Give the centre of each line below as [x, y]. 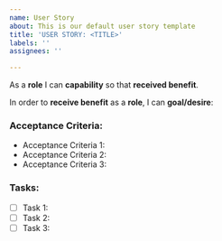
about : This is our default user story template [102, 26]
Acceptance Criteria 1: [64, 145]
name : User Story [42, 18]
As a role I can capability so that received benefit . [104, 85]
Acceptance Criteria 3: [64, 164]
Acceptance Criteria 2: [64, 155]
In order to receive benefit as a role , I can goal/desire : [111, 102]
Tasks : [24, 188]
